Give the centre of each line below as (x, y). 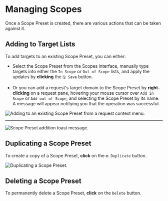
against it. (15, 28)
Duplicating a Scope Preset (48, 144)
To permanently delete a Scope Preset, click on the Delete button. (73, 193)
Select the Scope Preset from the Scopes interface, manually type (80, 66)
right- (154, 87)
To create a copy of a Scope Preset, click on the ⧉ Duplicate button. (76, 155)
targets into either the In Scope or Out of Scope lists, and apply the (81, 71)
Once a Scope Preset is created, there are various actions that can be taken (83, 23)
